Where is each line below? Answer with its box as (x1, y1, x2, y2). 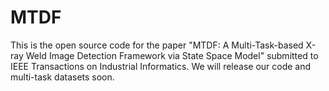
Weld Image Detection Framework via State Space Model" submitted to (25, 49, 319, 61)
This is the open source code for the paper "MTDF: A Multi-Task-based (10, 39, 304, 51)
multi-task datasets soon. (10, 71, 115, 83)
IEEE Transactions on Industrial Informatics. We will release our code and (10, 60, 312, 72)
